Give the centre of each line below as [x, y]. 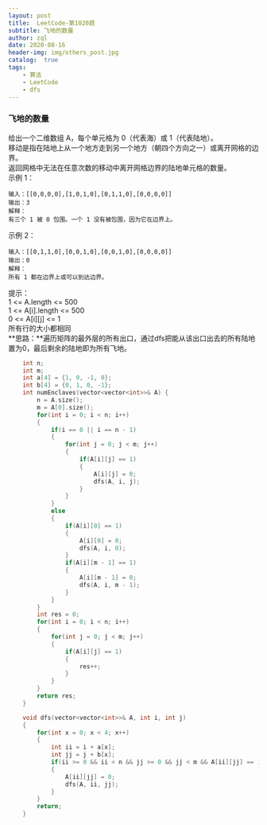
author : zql [28, 38]
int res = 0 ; [58, 615]
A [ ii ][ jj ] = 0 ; [90, 776]
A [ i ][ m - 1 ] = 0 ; [108, 578]
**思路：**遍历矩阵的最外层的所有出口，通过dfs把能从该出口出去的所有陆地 [132, 338]
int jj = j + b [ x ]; [83, 755]
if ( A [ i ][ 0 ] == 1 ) [94, 526]
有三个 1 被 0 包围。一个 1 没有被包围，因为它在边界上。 [92, 220]
